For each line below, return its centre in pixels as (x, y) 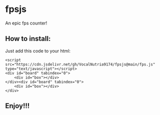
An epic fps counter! (26, 23)
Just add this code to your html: (38, 50)
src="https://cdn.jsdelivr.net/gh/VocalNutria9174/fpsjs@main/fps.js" (80, 64)
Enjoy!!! (17, 106)
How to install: (28, 39)
